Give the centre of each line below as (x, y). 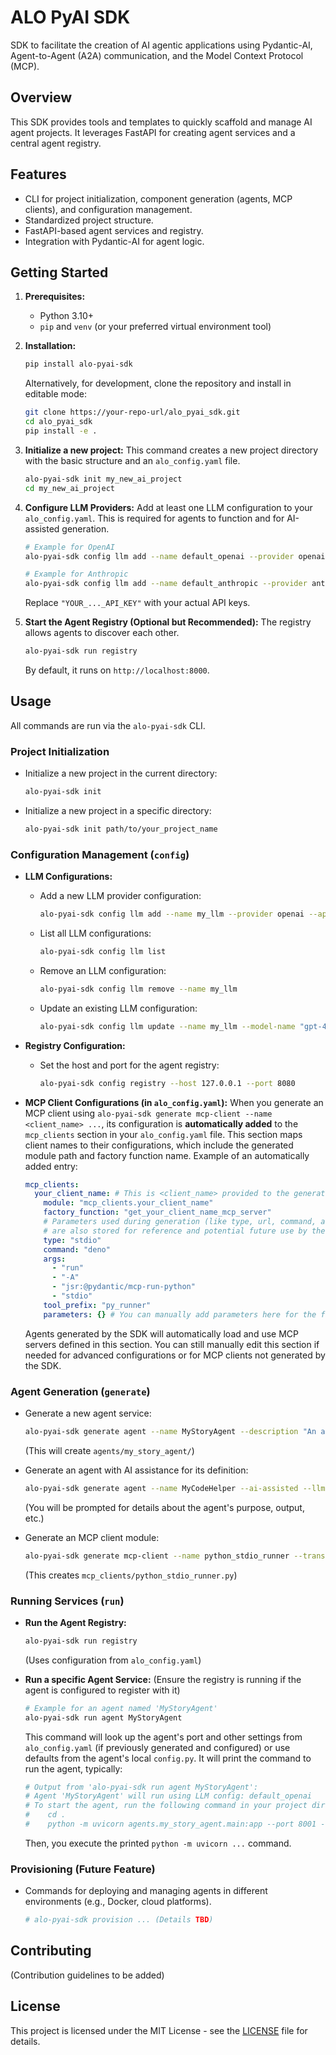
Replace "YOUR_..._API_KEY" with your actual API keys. (137, 603)
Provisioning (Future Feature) (83, 1869)
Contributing (51, 1951)
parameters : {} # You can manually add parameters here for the (180, 1314)
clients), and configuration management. (108, 209)
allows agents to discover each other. (102, 633)
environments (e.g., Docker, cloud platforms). (118, 1902)
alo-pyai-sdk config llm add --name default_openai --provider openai (175, 556)
